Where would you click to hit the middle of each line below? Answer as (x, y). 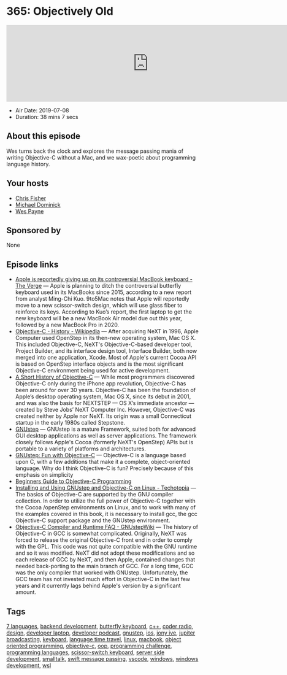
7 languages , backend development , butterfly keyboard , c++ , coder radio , (100, 626)
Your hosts (28, 183)
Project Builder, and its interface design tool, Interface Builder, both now (106, 351)
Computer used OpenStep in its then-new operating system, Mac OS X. (105, 338)
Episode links (33, 264)
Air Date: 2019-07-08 (42, 110)
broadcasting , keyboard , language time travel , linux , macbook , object (94, 639)
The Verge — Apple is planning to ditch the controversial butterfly (98, 286)
